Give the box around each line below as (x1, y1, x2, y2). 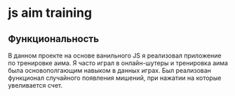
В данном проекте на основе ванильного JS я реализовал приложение (8, 51, 222, 60)
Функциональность (8, 33, 100, 45)
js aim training (8, 5, 93, 21)
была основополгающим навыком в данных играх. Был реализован (8, 67, 211, 74)
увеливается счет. (8, 81, 62, 89)
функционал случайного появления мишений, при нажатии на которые (8, 74, 222, 82)
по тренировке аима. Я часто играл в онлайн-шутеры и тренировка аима (8, 59, 229, 67)
